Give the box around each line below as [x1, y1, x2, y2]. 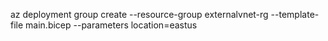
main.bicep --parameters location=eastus [25, 19, 198, 31]
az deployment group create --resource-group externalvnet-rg [10, 9, 269, 20]
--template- [270, 9, 320, 20]
